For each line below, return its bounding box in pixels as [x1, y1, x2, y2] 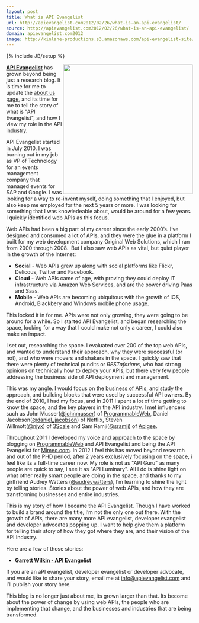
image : [6, 36, 23, 42]
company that [6, 176, 40, 183]
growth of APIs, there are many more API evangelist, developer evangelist [6, 515, 187, 522]
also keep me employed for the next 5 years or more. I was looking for [6, 202, 178, 208]
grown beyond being [6, 71, 57, 77]
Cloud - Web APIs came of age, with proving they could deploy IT [14, 275, 176, 282]
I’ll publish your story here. [6, 581, 71, 587]
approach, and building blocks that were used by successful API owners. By [6, 391, 192, 398]
